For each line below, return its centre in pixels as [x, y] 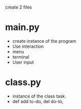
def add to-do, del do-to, [38, 101]
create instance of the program [44, 41]
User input [23, 62]
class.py [23, 82]
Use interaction [28, 46]
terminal [21, 57]
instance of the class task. [39, 96]
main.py [22, 27]
